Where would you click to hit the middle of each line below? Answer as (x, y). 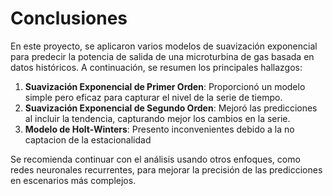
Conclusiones (69, 18)
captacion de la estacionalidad (88, 139)
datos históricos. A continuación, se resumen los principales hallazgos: (156, 67)
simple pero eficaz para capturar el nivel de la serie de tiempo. (153, 97)
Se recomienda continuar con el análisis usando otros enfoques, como (155, 159)
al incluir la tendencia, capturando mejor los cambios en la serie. (157, 118)
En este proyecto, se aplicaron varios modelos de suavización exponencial (164, 46)
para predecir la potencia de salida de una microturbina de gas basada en (162, 56)
